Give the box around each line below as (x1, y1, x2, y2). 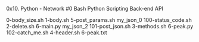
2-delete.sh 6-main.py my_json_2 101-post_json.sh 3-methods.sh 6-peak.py (6, 23, 194, 30)
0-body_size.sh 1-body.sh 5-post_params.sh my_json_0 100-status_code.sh (6, 17, 192, 23)
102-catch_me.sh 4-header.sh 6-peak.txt (6, 29, 107, 36)
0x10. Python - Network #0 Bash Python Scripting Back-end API (6, 5, 164, 12)
